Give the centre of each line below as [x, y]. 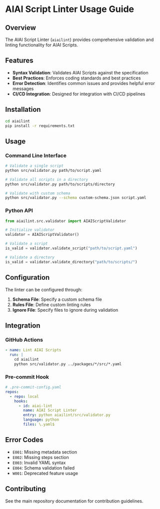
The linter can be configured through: [44, 289]
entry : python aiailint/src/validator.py [67, 415]
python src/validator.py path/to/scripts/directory [60, 184]
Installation [23, 110]
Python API [19, 211]
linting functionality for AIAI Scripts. [42, 45]
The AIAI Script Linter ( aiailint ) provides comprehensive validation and [79, 39]
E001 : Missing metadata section [45, 452]
